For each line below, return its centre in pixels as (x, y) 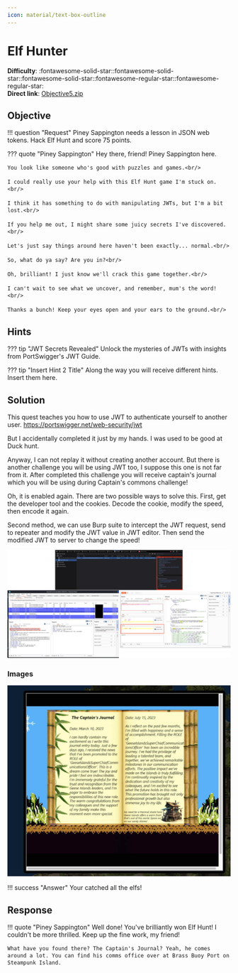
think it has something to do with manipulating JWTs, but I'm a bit (118, 203)
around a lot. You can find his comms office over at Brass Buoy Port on (119, 955)
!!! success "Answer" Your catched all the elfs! (75, 888)
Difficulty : (22, 70)
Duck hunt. (23, 446)
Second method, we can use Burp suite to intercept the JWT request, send (117, 525)
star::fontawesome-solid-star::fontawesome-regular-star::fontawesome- (113, 78)
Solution (26, 400)
